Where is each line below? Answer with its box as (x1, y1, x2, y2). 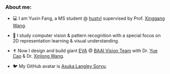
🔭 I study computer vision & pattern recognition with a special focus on (12, 32, 161, 39)
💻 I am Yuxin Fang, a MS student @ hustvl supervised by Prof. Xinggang (12, 15, 165, 21)
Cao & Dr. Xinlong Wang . (12, 53, 64, 59)
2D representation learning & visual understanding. (12, 38, 119, 44)
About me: (5, 4, 32, 11)
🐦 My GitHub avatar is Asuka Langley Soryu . (12, 63, 108, 69)
